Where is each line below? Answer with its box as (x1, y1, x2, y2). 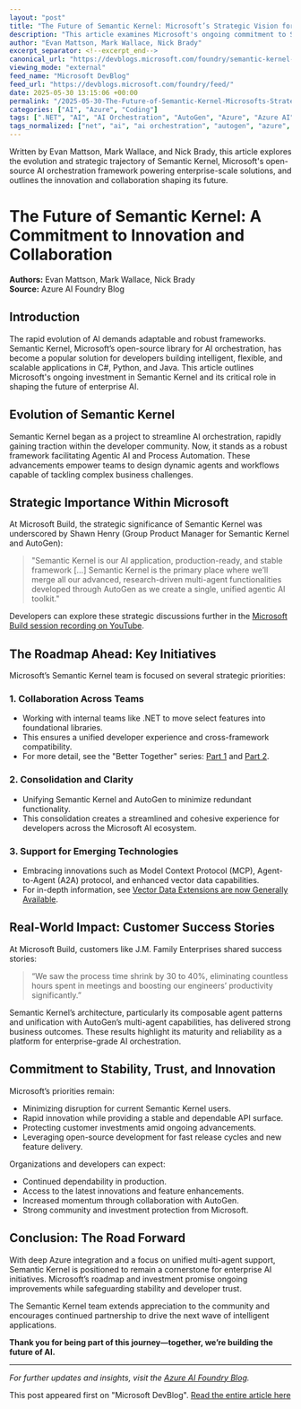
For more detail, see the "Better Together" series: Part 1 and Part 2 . (21, 751, 270, 762)
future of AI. (9, 1346, 56, 1357)
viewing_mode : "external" (9, 64, 106, 73)
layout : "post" (9, 13, 66, 22)
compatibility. (21, 741, 73, 752)
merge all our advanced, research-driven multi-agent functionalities (30, 574, 282, 585)
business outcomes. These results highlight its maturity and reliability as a (9, 1026, 282, 1037)
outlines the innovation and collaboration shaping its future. (9, 175, 228, 185)
